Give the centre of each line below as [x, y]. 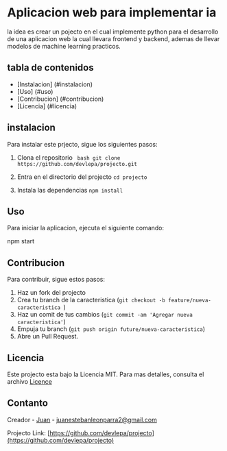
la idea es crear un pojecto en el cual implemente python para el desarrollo [113, 32]
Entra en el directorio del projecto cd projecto [82, 177]
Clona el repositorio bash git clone [69, 157]
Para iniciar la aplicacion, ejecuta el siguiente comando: [86, 228]
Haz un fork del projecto [51, 293]
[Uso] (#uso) [35, 91]
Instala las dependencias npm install [70, 190]
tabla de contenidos [50, 68]
